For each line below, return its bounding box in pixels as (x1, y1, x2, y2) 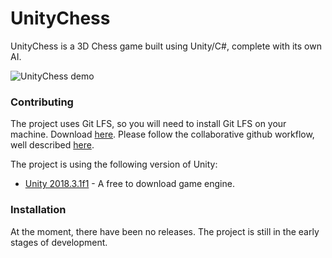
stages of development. (10, 236, 108, 248)
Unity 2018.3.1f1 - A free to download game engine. (24, 178, 235, 190)
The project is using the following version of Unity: (10, 158, 218, 171)
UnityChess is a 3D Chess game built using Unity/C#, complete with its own (10, 40, 322, 52)
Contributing (10, 95, 74, 109)
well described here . (10, 139, 95, 151)
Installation (10, 203, 67, 217)
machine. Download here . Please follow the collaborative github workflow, (10, 128, 315, 141)
